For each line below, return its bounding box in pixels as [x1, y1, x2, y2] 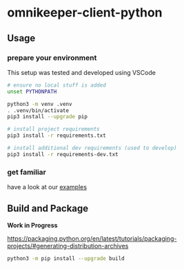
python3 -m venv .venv [7, 100, 72, 107]
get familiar [7, 167, 47, 177]
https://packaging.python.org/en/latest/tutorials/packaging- [7, 234, 177, 242]
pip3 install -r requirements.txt [7, 132, 107, 139]
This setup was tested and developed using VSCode [7, 68, 156, 76]
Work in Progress [7, 221, 58, 229]
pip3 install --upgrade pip [7, 114, 88, 120]
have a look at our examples [7, 183, 88, 191]
